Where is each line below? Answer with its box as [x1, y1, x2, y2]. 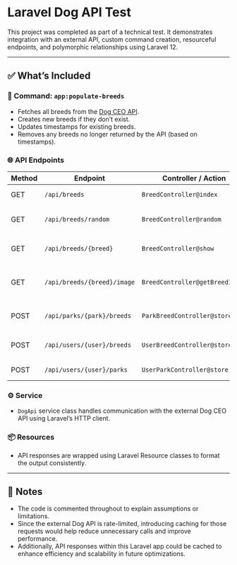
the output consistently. [17, 458, 87, 467]
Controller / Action [162, 173, 226, 183]
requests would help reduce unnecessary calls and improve [17, 527, 192, 535]
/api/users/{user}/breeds [44, 341, 132, 349]
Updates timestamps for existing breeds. [17, 122, 136, 131]
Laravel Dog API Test [7, 4, 132, 21]
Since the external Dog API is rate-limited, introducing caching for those [17, 520, 227, 528]
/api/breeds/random [44, 215, 110, 223]
